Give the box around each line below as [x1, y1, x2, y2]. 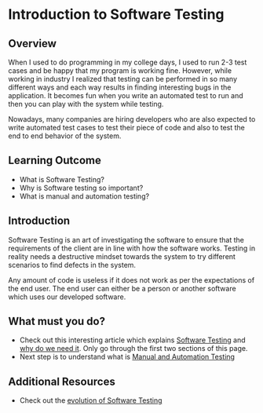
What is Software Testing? [19, 174, 104, 184]
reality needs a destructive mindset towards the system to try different [8, 251, 236, 261]
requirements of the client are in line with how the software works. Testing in [8, 243, 256, 253]
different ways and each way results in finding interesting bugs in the [8, 82, 232, 92]
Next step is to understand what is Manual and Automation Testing [19, 352, 236, 362]
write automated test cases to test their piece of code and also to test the [8, 123, 246, 132]
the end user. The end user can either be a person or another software [8, 283, 237, 293]
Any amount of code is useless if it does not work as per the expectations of [8, 275, 255, 284]
